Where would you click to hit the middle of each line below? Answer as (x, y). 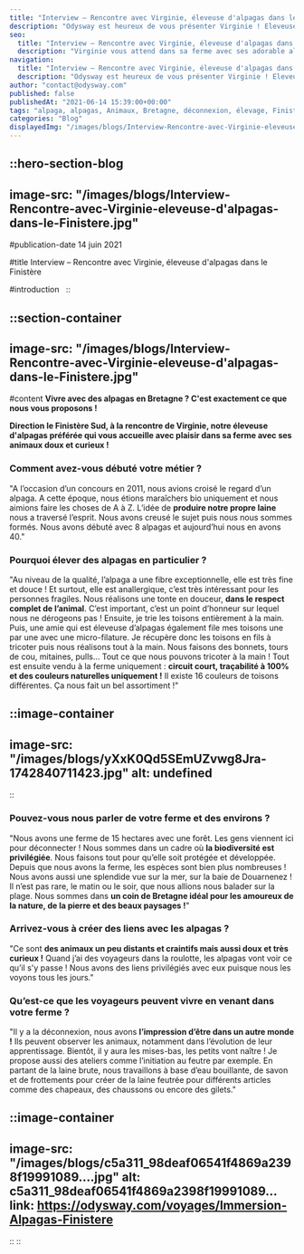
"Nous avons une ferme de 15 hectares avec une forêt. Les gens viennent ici (152, 838)
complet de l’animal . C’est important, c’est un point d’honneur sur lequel (144, 608)
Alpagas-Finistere (62, 1219)
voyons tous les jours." (52, 977)
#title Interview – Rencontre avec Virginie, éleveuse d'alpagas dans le (139, 263)
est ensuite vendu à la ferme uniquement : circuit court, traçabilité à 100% (149, 666)
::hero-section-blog (66, 164)
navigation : (32, 60)
